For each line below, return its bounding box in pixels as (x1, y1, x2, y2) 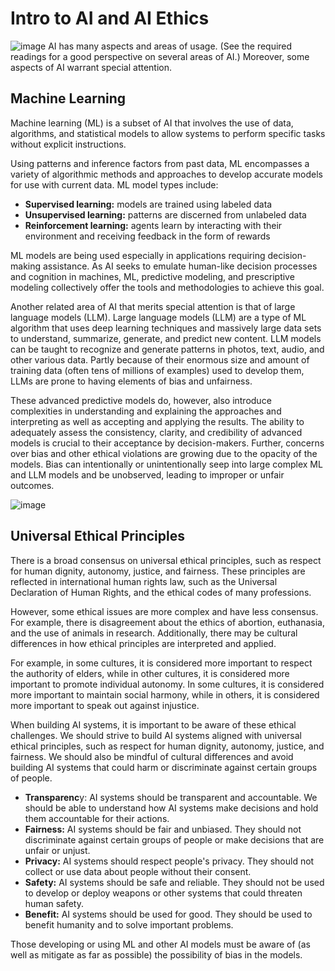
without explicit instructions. (10, 138, 127, 150)
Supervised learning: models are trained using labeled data (24, 198, 273, 210)
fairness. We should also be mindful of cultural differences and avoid (10, 750, 294, 762)
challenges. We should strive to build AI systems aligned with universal (10, 729, 302, 741)
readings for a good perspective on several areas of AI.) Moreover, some (10, 50, 310, 62)
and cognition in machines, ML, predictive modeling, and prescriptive (10, 270, 295, 282)
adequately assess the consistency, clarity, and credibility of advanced (10, 426, 303, 438)
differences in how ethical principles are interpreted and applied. (10, 637, 277, 649)
